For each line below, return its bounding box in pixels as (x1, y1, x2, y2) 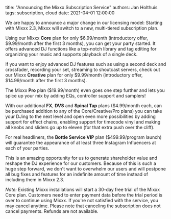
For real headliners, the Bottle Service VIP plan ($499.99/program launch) (5, 134, 162, 140)
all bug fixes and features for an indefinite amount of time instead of (5, 171, 149, 177)
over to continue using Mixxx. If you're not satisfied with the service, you (5, 198, 158, 203)
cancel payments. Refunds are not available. (5, 208, 99, 214)
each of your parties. (5, 145, 50, 151)
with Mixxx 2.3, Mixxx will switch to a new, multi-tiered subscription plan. (5, 25, 159, 31)
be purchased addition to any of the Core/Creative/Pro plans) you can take (5, 108, 162, 114)
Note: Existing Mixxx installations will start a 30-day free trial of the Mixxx (5, 186, 160, 192)
